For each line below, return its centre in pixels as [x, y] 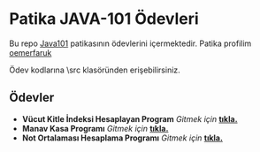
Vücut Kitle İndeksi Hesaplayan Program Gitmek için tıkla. [130, 118]
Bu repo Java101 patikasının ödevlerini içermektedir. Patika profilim [130, 43]
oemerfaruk [31, 52]
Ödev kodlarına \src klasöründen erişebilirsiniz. [95, 70]
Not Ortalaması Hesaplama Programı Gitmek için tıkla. [122, 138]
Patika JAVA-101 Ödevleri [104, 19]
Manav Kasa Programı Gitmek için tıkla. [95, 128]
